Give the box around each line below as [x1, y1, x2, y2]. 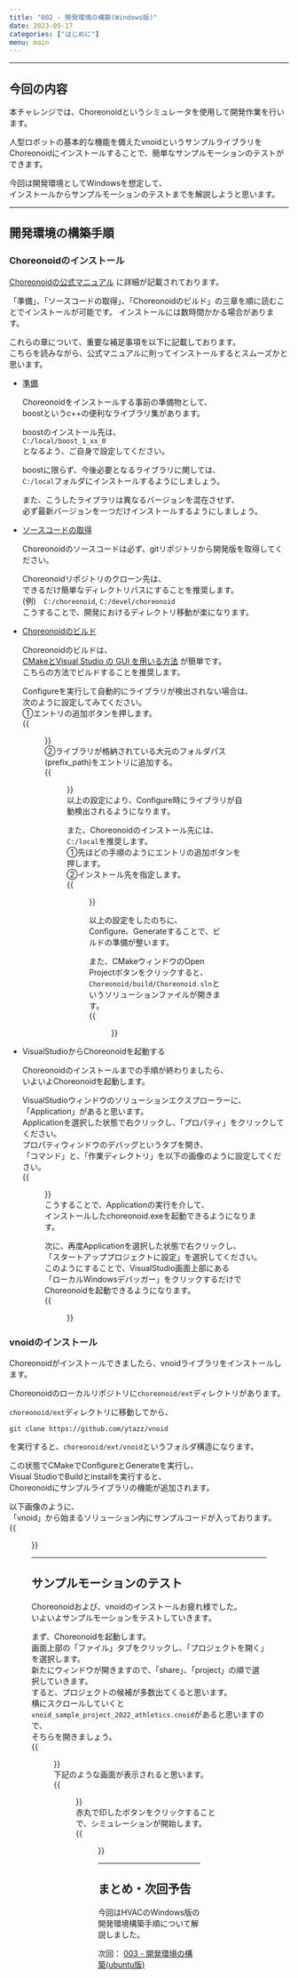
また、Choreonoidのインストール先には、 [66, 824, 219, 835]
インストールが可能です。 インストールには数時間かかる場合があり [24, 306, 267, 317]
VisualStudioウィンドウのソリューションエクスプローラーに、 [21, 1095, 247, 1106]
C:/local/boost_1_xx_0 [21, 437, 106, 446]
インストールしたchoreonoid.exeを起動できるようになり [43, 1210, 249, 1221]
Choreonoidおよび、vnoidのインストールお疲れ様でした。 [31, 1601, 242, 1612]
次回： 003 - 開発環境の [98, 1948, 185, 1958]
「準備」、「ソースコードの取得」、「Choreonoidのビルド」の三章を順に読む [9, 295, 278, 306]
